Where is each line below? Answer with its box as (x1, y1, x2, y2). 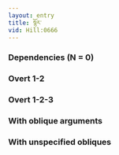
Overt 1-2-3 (8, 94, 54, 105)
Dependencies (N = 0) (8, 52, 95, 63)
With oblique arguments (8, 116, 103, 127)
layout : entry (8, 11, 55, 20)
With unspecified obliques (8, 136, 112, 147)
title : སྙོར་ (8, 19, 42, 27)
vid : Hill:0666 (8, 26, 58, 34)
